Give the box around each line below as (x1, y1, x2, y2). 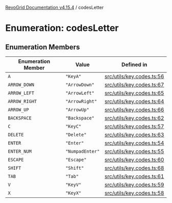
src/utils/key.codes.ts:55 (104, 148, 164, 155)
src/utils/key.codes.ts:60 (104, 156, 164, 163)
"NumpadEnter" (65, 149, 100, 154)
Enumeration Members (5, 43, 80, 51)
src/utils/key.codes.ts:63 (104, 131, 164, 138)
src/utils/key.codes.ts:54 (104, 139, 164, 147)
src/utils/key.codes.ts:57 (104, 123, 164, 130)
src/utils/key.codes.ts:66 (104, 106, 164, 113)
